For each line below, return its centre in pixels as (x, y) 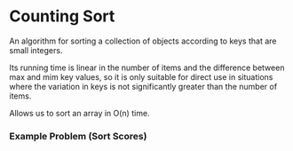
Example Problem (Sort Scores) (78, 136)
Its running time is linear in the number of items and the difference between (147, 68)
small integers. (36, 50)
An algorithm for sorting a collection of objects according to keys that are (143, 41)
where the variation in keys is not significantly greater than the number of (143, 86)
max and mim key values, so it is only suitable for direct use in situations (141, 76)
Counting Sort (62, 16)
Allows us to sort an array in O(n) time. (79, 113)
